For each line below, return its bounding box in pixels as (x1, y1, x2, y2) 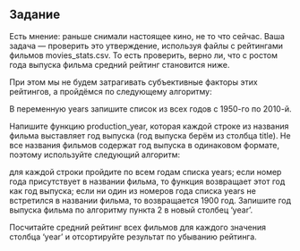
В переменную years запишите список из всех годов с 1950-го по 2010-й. (9, 103, 292, 114)
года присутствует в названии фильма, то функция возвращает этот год (9, 176, 286, 187)
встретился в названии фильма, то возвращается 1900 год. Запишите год (9, 195, 291, 205)
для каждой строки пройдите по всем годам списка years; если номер (9, 166, 282, 177)
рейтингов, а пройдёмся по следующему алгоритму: (9, 86, 212, 96)
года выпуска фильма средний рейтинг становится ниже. (9, 59, 230, 70)
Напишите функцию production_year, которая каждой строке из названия (9, 121, 289, 131)
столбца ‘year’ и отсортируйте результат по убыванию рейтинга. (9, 231, 257, 242)
